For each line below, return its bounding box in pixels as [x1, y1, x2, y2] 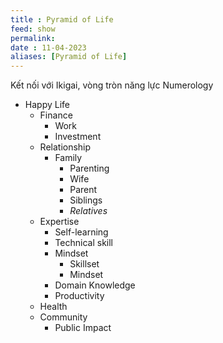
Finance [39, 109, 73, 121]
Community [39, 311, 88, 323]
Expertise [39, 216, 80, 228]
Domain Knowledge [54, 279, 136, 291]
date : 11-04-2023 [10, 42, 87, 53]
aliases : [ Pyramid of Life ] [10, 52, 128, 62]
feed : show [10, 24, 56, 34]
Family [54, 152, 83, 164]
